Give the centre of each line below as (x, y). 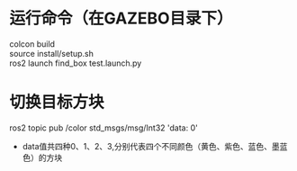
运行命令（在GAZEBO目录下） (121, 18)
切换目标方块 (57, 102)
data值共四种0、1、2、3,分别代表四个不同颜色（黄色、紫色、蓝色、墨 (151, 146)
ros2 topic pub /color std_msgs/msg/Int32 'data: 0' (103, 128)
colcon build (32, 44)
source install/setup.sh (52, 53)
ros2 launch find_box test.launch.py (76, 63)
